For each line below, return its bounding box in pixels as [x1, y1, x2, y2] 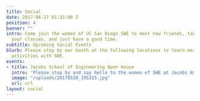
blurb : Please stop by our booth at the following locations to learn [6, 48, 185, 53]
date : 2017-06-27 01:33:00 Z [6, 14, 79, 20]
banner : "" [6, 25, 33, 31]
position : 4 [6, 20, 36, 26]
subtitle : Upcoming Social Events [6, 42, 92, 48]
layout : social [6, 86, 44, 92]
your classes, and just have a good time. [11, 36, 118, 42]
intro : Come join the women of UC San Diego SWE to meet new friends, [6, 31, 185, 37]
